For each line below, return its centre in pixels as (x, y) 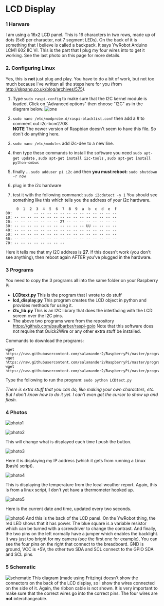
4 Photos (16, 412)
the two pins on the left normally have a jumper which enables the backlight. (82, 534)
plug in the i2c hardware (37, 185)
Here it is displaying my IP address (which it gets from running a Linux (76, 461)
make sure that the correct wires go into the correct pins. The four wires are (82, 593)
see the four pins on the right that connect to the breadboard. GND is (75, 544)
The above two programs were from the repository (63, 321)
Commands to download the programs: (45, 341)
